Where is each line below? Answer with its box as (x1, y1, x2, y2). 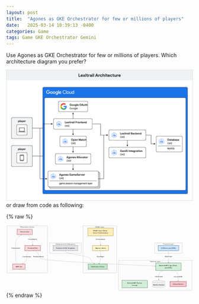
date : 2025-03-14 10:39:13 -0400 (6, 22, 94, 28)
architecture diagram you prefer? (6, 58, 87, 65)
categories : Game (6, 28, 49, 34)
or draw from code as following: (6, 201, 84, 208)
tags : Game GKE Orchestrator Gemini (6, 34, 97, 41)
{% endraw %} (6, 292, 43, 299)
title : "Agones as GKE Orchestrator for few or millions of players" (6, 15, 184, 22)
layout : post (6, 9, 38, 15)
